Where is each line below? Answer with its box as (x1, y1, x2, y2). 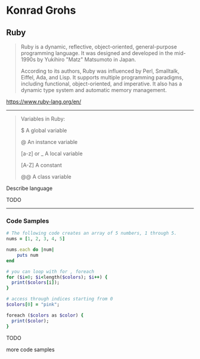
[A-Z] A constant (20, 162, 62, 168)
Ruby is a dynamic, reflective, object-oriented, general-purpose (20, 43, 177, 50)
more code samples (6, 346, 55, 353)
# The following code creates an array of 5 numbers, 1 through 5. (6, 231, 177, 237)
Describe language (6, 185, 53, 192)
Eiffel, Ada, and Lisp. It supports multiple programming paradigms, (20, 74, 183, 81)
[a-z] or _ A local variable (20, 150, 83, 157)
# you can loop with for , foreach (6, 268, 95, 275)
